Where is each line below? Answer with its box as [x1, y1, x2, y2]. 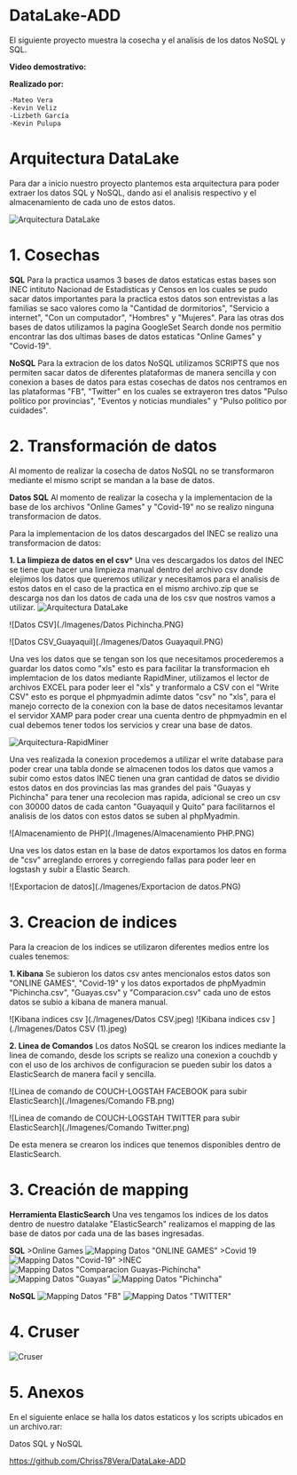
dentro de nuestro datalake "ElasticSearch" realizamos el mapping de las [9, 1218, 276, 1229]
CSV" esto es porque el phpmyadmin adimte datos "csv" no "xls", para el [9, 691, 277, 702]
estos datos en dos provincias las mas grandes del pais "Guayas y [9, 782, 252, 793]
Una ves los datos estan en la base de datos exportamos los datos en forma [9, 845, 286, 855]
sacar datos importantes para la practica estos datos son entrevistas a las [9, 293, 279, 304]
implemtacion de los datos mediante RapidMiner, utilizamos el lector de [9, 672, 270, 683]
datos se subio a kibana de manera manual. [9, 996, 168, 1007]
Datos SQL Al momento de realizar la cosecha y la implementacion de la [9, 492, 273, 503]
